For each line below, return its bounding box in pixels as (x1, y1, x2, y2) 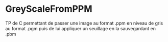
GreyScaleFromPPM (5, 3, 93, 15)
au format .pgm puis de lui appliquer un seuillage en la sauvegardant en (5, 25, 156, 31)
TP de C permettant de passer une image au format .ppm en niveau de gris (5, 20, 163, 26)
